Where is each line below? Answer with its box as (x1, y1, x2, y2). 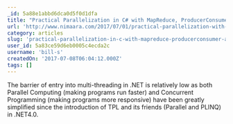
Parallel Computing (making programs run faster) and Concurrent (7, 88, 194, 96)
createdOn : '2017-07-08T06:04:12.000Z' (7, 55, 123, 62)
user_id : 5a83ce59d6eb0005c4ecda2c (7, 42, 110, 49)
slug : (7, 36, 23, 43)
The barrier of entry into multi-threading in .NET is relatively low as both (7, 80, 213, 89)
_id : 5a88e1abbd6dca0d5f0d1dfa (7, 10, 98, 17)
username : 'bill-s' (7, 49, 64, 56)
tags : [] (7, 62, 33, 69)
